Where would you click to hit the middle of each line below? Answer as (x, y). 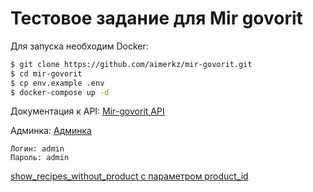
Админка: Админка (51, 131)
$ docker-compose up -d (60, 92)
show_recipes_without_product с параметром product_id (129, 176)
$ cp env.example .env (57, 83)
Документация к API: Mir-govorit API (87, 111)
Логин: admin (37, 149)
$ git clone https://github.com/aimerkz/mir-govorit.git (131, 64)
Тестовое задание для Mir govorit (156, 18)
